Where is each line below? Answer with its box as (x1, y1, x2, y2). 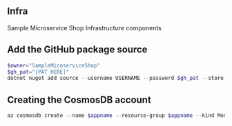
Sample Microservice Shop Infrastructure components (7, 23, 162, 32)
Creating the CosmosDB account (7, 94, 152, 105)
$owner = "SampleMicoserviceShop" (7, 62, 100, 69)
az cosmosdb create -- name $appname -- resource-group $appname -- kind (7, 112, 215, 119)
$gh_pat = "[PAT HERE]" (7, 68, 70, 75)
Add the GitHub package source (7, 44, 148, 56)
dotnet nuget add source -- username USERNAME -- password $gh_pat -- (7, 75, 209, 82)
